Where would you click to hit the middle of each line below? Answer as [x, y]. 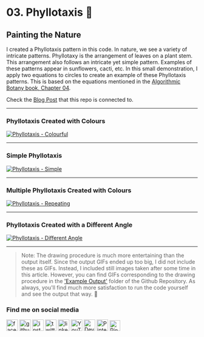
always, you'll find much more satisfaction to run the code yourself [104, 288]
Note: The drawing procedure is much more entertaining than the [103, 255]
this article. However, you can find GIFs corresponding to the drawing [108, 275]
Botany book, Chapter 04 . [39, 88]
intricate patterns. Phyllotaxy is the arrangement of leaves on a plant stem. [100, 56]
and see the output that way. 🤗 [59, 294]
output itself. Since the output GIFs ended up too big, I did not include [108, 262]
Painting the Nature [44, 35]
